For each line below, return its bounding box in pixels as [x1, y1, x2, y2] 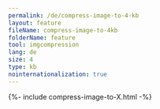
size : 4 [8, 56, 34, 64]
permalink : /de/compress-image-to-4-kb [8, 11, 140, 20]
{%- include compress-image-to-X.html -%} [8, 92, 152, 101]
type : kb [8, 63, 37, 71]
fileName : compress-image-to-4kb [8, 26, 118, 34]
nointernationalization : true [8, 70, 108, 78]
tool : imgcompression [8, 41, 80, 49]
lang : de [8, 48, 37, 56]
